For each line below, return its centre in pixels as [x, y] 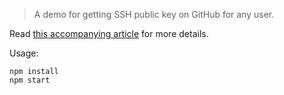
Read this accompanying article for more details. [109, 33]
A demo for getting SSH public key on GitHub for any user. [154, 14]
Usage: [24, 53]
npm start [30, 80]
